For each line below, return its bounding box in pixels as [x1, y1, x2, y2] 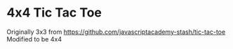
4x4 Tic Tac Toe [6, 5, 102, 21]
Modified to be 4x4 [6, 35, 62, 43]
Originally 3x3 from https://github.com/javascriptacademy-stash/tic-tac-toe [6, 28, 226, 36]
